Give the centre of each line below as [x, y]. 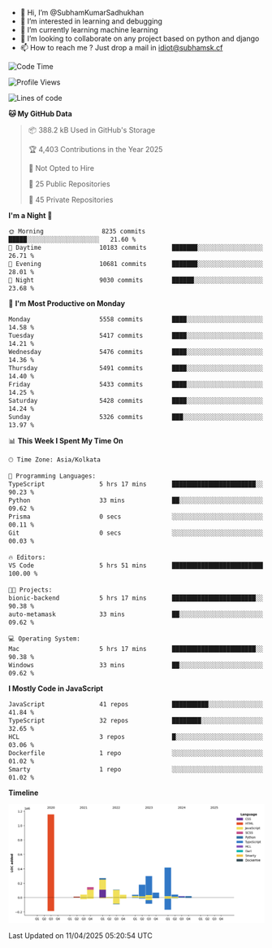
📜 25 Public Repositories [69, 184]
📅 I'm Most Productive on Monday [67, 304]
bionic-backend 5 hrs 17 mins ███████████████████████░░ [136, 598]
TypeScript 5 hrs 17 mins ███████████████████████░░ [136, 484]
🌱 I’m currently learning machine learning [89, 30]
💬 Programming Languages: [52, 476]
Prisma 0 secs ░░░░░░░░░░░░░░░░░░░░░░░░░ [136, 517]
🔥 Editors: [27, 557]
